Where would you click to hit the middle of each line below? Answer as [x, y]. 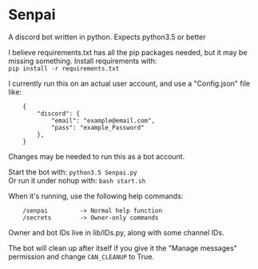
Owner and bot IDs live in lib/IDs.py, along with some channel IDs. [117, 232]
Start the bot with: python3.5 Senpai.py [73, 172]
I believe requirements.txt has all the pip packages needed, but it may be [128, 52]
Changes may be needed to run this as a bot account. [97, 156]
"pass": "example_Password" [98, 127]
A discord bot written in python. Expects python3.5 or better [107, 37]
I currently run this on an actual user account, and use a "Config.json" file [129, 83]
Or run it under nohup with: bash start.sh [77, 180]
